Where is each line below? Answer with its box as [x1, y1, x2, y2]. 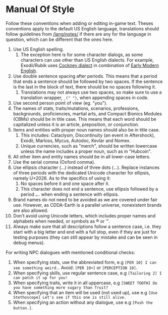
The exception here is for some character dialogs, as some [20, 52, 143, 58]
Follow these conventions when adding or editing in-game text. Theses [6, 20, 153, 26]
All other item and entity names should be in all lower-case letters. [13, 153, 151, 160]
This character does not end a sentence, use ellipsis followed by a [20, 186, 158, 192]
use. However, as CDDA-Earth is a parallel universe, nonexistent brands [13, 202, 162, 208]
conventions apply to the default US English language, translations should [6, 25, 159, 31]
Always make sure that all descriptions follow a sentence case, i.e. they [13, 223, 161, 230]
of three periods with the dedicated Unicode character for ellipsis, [13, 169, 150, 175]
